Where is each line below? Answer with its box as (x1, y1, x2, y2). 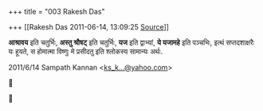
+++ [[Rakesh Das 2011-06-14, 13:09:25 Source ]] (8, 22, 170, 31)
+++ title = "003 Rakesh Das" (8, 7, 105, 16)
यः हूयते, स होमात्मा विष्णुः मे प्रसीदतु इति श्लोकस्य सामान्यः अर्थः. (8, 47, 163, 56)
